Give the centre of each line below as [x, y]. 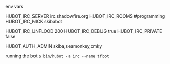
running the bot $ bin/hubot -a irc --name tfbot [57, 56]
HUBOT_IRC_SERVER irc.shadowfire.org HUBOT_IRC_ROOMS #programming [85, 16]
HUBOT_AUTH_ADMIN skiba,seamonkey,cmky [54, 46]
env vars [14, 6]
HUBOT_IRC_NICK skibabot [34, 21]
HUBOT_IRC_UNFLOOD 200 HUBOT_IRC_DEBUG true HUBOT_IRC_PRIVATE [84, 31]
